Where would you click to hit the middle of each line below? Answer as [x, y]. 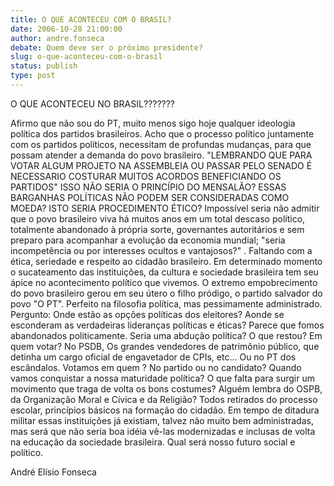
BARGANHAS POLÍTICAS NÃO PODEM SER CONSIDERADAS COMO [150, 197]
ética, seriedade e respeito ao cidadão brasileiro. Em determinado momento [166, 261]
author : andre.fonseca [57, 38]
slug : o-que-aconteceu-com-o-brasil [86, 57]
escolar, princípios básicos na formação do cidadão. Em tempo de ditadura [165, 410]
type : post [33, 76]
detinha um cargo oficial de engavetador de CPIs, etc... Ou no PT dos [153, 357]
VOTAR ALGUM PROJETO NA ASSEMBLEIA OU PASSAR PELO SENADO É [161, 165]
